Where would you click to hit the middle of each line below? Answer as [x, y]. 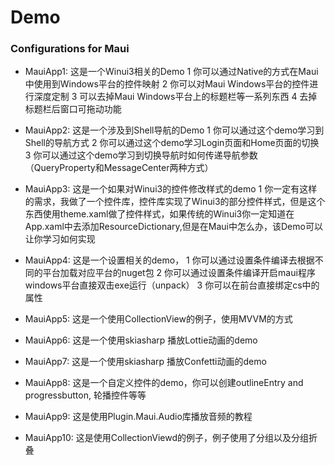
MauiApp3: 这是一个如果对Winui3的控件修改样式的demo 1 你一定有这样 [171, 189]
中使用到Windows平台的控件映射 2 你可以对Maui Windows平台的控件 [167, 84]
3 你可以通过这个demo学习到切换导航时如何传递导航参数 [141, 155]
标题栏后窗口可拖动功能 [73, 109]
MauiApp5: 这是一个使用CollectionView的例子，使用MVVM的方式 [158, 319]
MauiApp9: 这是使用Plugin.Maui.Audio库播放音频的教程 [138, 417]
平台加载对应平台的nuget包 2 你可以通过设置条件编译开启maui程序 [179, 273]
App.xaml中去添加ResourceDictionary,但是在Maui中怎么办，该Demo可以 [173, 227]
